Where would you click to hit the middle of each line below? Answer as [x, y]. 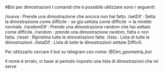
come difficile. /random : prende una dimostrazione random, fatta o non [77, 32]
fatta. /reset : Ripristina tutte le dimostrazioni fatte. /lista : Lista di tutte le [77, 37]
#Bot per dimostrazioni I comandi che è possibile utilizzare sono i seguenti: [81, 7]
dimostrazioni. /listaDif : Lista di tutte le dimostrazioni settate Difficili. [74, 42]
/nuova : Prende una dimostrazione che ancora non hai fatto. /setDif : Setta [80, 16]
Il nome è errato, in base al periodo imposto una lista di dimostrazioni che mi [82, 61]
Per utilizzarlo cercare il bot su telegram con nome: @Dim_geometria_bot [79, 52]
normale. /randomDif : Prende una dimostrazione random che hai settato [78, 27]
